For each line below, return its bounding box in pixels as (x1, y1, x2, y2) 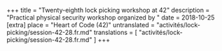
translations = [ (93, 28, 138, 36)
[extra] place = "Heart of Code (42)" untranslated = (6, 21, 155, 29)
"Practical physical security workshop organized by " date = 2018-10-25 (6, 13, 215, 22)
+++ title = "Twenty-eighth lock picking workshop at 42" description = (6, 6, 210, 14)
